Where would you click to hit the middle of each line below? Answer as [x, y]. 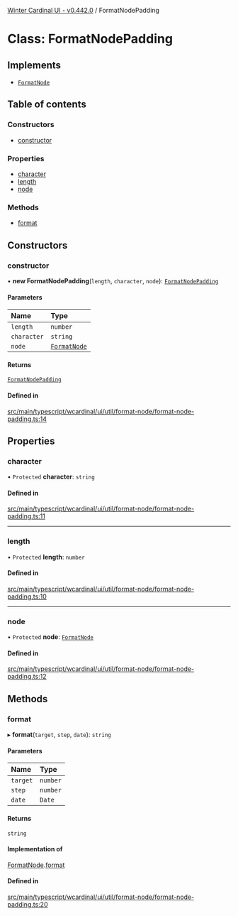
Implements [34, 65]
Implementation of [35, 849]
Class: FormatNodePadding [90, 39]
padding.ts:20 [28, 904]
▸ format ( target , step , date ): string [59, 735]
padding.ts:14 [27, 419]
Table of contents [47, 105]
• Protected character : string [51, 477]
